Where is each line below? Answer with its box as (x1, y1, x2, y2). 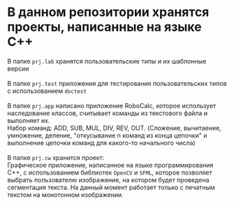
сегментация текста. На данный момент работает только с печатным (7, 183, 215, 191)
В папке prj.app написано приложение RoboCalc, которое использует (7, 101, 217, 110)
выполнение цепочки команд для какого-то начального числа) (7, 138, 196, 147)
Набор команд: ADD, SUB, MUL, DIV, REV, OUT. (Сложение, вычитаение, (7, 124, 221, 132)
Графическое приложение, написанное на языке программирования (7, 161, 214, 169)
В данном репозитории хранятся (7, 4, 210, 20)
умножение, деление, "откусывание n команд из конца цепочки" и (7, 131, 207, 140)
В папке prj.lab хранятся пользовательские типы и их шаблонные (7, 57, 207, 65)
